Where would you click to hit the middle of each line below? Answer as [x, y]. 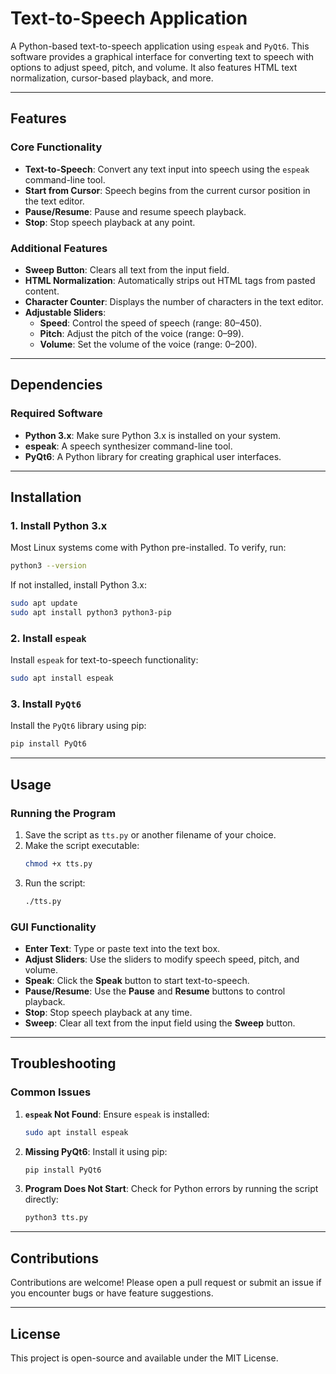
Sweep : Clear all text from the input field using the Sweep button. [160, 1023]
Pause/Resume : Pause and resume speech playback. [135, 211]
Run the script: [55, 883]
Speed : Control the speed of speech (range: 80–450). [151, 323]
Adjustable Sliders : [65, 312]
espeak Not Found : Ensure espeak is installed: [117, 1114]
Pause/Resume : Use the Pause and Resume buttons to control [155, 991]
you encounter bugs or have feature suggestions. [112, 1293]
